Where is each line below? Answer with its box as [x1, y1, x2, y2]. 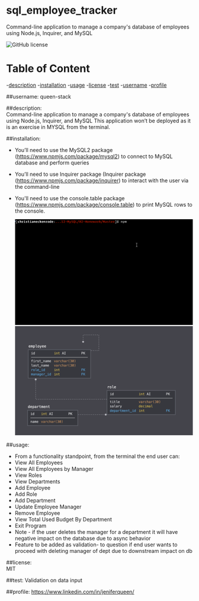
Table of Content [6, 62, 91, 75]
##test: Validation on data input [6, 577, 83, 584]
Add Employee [14, 485, 51, 492]
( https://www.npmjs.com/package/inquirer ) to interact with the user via [14, 176, 189, 184]
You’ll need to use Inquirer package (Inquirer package [14, 170, 146, 178]
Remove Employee [14, 510, 60, 517]
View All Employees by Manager [14, 466, 94, 473]
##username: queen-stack [6, 93, 72, 100]
